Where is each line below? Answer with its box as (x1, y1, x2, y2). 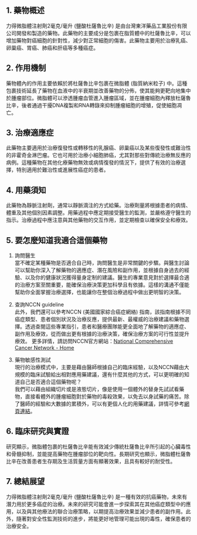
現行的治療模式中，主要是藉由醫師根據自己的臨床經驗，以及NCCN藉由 (14, 364, 185, 371)
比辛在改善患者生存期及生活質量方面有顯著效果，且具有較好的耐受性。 (6, 458, 176, 465)
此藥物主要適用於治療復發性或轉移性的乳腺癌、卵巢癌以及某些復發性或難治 (6, 144, 186, 151)
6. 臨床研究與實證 (6, 427, 69, 437)
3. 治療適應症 (6, 128, 54, 138)
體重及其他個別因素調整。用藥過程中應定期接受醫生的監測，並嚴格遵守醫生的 (6, 209, 191, 216)
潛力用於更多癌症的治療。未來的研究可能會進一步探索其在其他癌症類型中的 (6, 500, 186, 507)
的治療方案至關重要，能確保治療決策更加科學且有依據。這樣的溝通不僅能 (14, 281, 189, 288)
